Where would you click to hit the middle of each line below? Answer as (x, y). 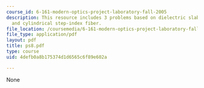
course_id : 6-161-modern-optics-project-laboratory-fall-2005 (87, 12)
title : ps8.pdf (25, 46)
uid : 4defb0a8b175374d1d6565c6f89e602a (57, 57)
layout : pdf (21, 40)
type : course (23, 52)
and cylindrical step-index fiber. (57, 23)
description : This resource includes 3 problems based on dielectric (96, 18)
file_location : (25, 29)
